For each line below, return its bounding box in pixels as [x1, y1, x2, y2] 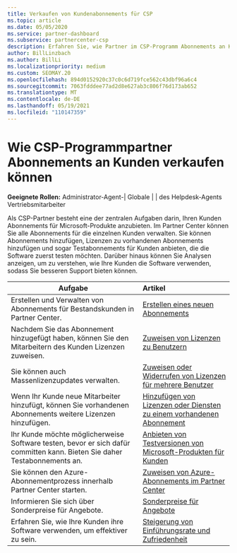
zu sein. [11, 534, 37, 544]
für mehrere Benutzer [142, 379, 214, 389]
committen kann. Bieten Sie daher [11, 446, 123, 456]
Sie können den [11, 467, 63, 477]
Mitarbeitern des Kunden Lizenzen [11, 342, 125, 352]
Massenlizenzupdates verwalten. [11, 375, 120, 385]
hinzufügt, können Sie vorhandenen [11, 400, 129, 410]
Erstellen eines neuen [142, 299, 214, 309]
